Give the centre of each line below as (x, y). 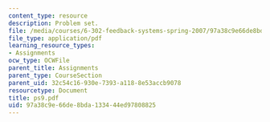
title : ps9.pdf (34, 98)
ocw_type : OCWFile (39, 61)
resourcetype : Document (48, 90)
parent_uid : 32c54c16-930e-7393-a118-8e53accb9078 (95, 83)
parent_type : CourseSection (55, 75)
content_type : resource (48, 16)
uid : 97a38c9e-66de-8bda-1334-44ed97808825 (82, 105)
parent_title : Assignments (53, 68)
